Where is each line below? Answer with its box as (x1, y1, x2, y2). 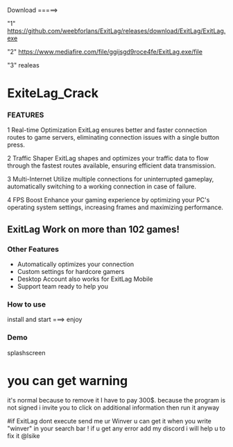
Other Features (7, 244, 59, 254)
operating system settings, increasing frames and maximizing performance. (7, 203, 224, 211)
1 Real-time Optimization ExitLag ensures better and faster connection (7, 126, 207, 134)
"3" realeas (7, 61, 40, 69)
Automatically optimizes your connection (17, 260, 135, 268)
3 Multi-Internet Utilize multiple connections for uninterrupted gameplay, (7, 175, 214, 184)
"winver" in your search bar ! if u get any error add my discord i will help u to (7, 424, 225, 432)
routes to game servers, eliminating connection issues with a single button (7, 133, 220, 142)
